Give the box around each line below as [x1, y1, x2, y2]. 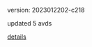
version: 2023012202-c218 [7, 6, 85, 14]
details [7, 32, 26, 41]
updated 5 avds [7, 19, 52, 27]
